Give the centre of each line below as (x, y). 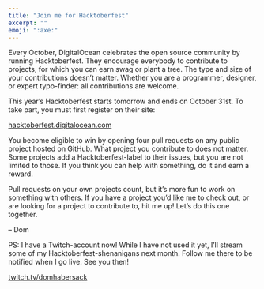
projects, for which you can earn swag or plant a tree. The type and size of (130, 69)
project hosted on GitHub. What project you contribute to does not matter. (128, 149)
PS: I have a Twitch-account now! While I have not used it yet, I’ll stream (125, 245)
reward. (21, 174)
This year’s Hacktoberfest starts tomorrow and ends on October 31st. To (126, 101)
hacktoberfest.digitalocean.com (60, 125)
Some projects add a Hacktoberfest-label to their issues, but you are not (126, 157)
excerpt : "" (28, 23)
